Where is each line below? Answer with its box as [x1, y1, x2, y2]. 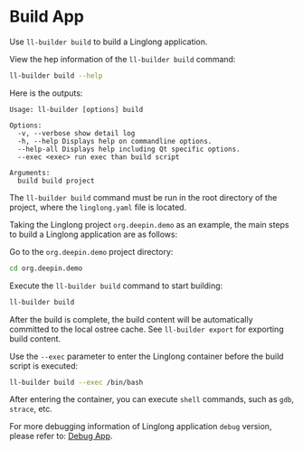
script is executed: [9, 360, 79, 371]
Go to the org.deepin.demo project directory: [9, 246, 174, 257]
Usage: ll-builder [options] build [9, 105, 144, 114]
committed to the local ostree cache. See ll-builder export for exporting [9, 323, 284, 334]
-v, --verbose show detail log [17, 128, 136, 137]
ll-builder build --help [9, 70, 103, 80]
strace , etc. [9, 404, 52, 415]
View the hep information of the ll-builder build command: [9, 53, 236, 64]
